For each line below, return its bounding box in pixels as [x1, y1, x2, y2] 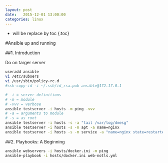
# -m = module [5, 97, 35, 102]
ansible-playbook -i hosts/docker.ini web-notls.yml [5, 153, 117, 158]
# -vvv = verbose [5, 101, 41, 107]
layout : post [5, 7, 32, 13]
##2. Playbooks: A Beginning [5, 138, 65, 144]
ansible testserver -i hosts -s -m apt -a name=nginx [5, 125, 120, 130]
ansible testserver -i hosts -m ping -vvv [5, 106, 95, 111]
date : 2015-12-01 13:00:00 [5, 12, 66, 17]
